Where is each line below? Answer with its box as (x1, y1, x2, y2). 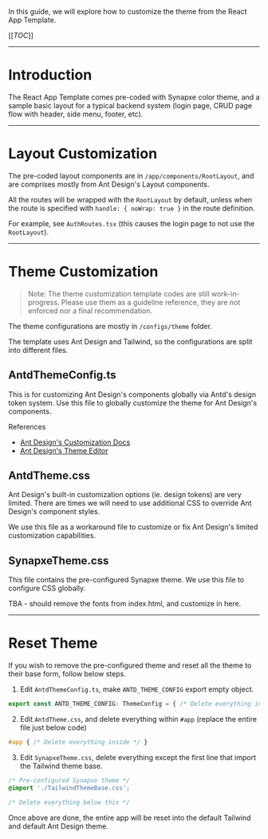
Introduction (8, 66, 93, 84)
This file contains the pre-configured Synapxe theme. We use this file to (8, 575, 245, 585)
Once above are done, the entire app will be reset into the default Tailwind (8, 813, 251, 822)
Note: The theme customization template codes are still (27, 288, 210, 298)
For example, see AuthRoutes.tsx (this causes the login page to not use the (8, 218, 255, 228)
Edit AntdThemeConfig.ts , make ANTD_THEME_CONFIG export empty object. (19, 684, 254, 694)
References (8, 421, 46, 431)
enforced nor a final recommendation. (27, 306, 153, 316)
